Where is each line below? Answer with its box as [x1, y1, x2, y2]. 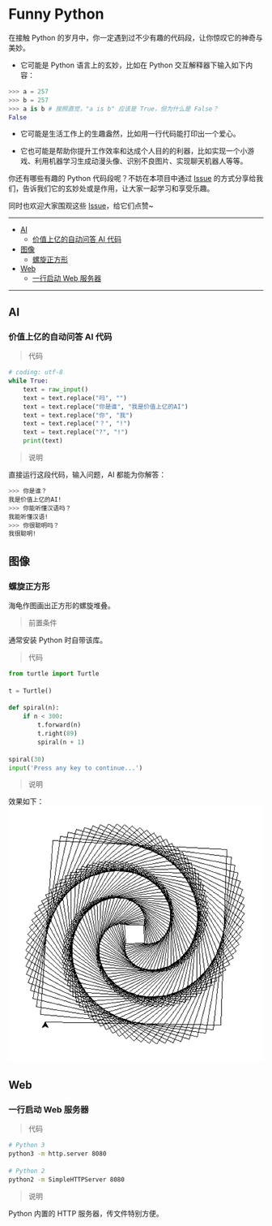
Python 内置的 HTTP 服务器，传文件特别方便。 [8, 1208, 164, 1218]
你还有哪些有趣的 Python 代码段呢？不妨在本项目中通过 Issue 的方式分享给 [8, 174, 257, 183]
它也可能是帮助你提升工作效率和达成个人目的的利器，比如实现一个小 [19, 146, 248, 156]
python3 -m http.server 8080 [8, 1150, 107, 1158]
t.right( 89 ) [37, 730, 79, 738]
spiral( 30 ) [8, 755, 45, 763]
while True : [8, 377, 49, 385]
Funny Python [8, 5, 104, 24]
